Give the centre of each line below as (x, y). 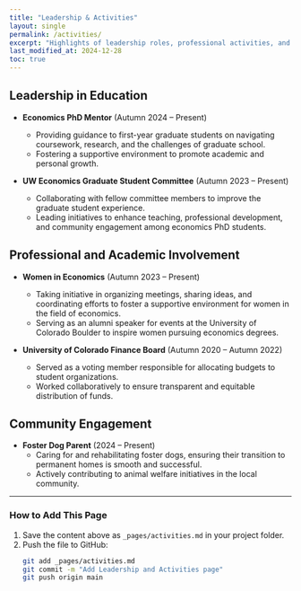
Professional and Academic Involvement (125, 256)
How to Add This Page (58, 516)
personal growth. (67, 163)
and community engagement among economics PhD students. (151, 226)
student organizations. (77, 376)
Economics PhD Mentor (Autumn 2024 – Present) (115, 117)
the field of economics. (78, 313)
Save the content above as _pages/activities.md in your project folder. (153, 534)
